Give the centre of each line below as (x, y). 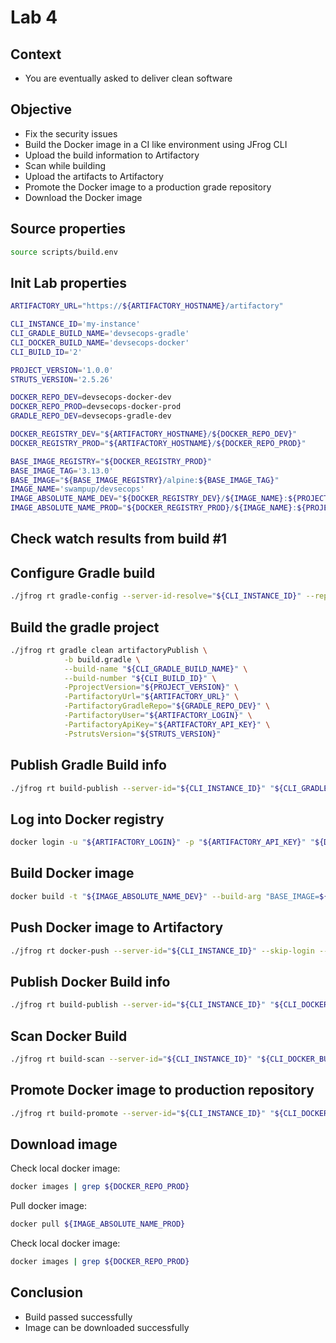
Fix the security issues (71, 133)
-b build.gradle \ (102, 659)
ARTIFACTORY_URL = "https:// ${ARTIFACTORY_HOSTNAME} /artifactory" (147, 306)
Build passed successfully (78, 1317)
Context (36, 54)
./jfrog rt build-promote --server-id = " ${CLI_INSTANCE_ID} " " (142, 1113)
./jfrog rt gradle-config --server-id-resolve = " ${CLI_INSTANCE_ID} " (156, 596)
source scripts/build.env (64, 252)
